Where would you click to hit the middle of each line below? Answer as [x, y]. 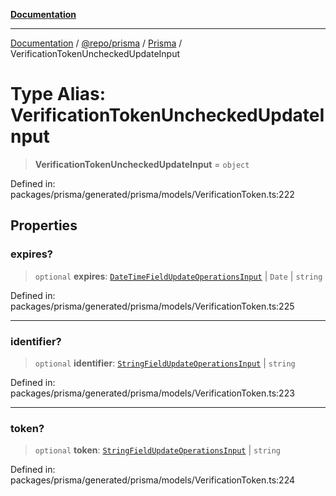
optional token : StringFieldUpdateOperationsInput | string [158, 450]
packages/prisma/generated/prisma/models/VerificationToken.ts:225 [152, 306]
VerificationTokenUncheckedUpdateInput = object [142, 164]
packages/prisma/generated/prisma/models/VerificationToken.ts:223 [152, 393]
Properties [44, 225]
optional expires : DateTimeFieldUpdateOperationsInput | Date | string [178, 276]
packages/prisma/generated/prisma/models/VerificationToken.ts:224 [153, 480]
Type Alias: [58, 94]
